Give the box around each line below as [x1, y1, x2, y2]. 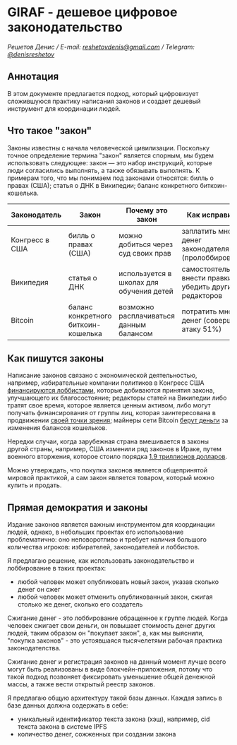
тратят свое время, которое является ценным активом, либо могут [7, 401, 212, 410]
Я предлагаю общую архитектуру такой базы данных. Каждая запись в [7, 693, 222, 703]
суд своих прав [119, 248, 171, 258]
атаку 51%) [181, 324, 222, 334]
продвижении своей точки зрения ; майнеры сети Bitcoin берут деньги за [7, 416, 229, 424]
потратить [181, 306, 217, 316]
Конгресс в [11, 234, 50, 244]
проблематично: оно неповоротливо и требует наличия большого [7, 535, 207, 544]
